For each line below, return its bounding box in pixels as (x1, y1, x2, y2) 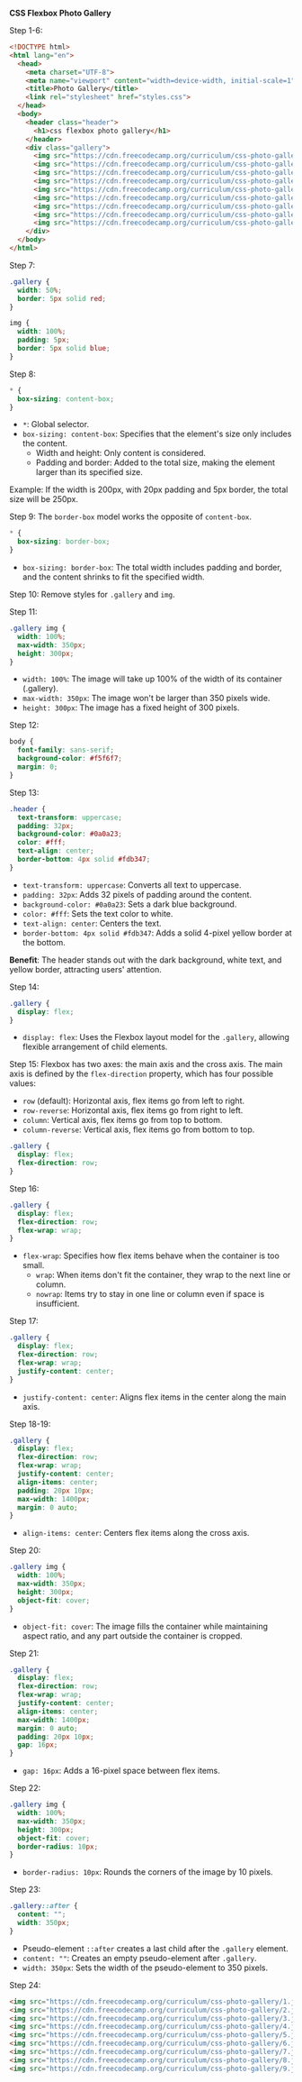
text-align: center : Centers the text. (22, 918, 162, 928)
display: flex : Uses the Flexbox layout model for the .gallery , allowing (22, 1032, 290, 1043)
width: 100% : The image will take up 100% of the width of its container (22, 673, 283, 684)
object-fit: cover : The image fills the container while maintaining (22, 1621, 268, 1631)
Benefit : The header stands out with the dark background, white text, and (9, 954, 282, 965)
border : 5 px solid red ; (17, 294, 106, 303)
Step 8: (9, 369, 36, 379)
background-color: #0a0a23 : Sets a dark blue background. (22, 899, 237, 909)
